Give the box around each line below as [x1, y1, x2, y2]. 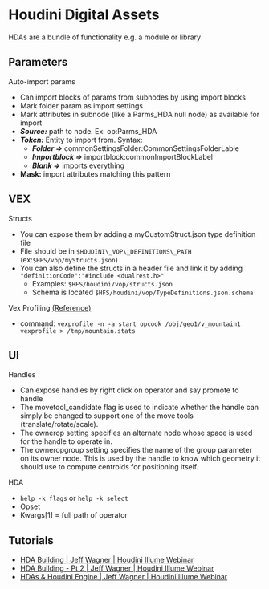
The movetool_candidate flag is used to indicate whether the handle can [19, 403, 259, 412]
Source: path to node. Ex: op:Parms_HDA [19, 126, 157, 136]
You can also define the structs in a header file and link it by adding [19, 263, 243, 273]
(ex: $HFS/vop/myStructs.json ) [19, 254, 119, 264]
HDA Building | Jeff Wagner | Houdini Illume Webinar [19, 555, 194, 565]
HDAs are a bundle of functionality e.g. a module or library [8, 32, 202, 42]
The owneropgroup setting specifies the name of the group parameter [19, 445, 253, 455]
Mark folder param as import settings [19, 100, 143, 110]
